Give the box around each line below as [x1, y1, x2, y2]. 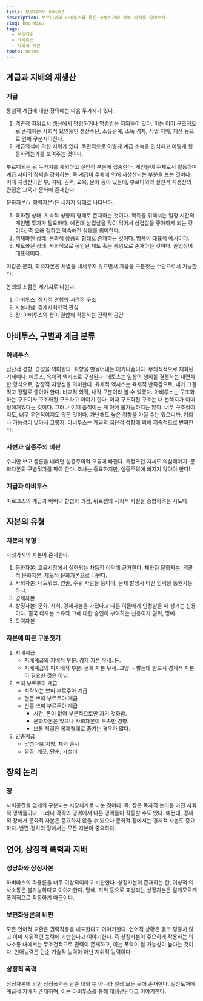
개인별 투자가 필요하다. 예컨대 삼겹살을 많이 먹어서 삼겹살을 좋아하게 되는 [15, 219, 187, 227]
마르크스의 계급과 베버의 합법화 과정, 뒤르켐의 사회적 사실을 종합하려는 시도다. [6, 497, 189, 504]
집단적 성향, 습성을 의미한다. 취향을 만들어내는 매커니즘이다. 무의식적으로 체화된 [6, 366, 194, 373]
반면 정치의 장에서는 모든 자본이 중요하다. [19, 824, 116, 832]
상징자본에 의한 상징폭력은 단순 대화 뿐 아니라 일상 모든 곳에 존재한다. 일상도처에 [6, 980, 196, 987]
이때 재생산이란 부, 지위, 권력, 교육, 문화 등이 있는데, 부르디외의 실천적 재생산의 [6, 179, 192, 186]
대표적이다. [15, 250, 42, 257]
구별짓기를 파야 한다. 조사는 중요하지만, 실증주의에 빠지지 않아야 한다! [27, 465, 191, 473]
